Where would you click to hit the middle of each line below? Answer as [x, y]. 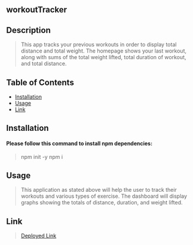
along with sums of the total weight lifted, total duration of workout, [103, 57]
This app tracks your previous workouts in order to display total [99, 45]
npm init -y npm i [42, 157]
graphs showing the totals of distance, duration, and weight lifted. [102, 203]
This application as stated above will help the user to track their [99, 190]
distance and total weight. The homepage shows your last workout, [104, 51]
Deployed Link [39, 236]
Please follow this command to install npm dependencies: [79, 143]
